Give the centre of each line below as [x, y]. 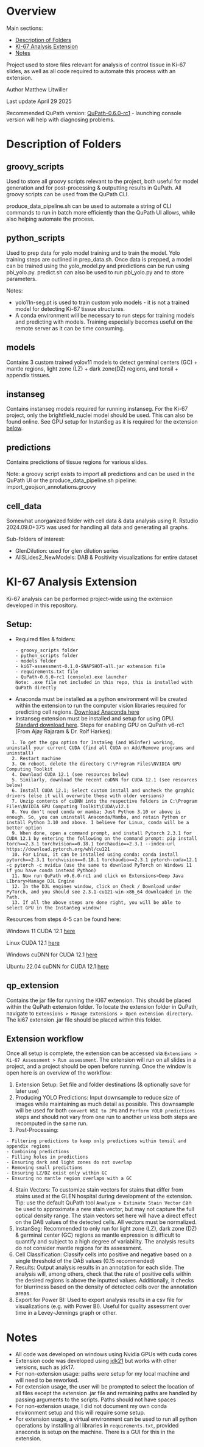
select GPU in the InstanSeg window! [54, 908]
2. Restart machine [37, 758]
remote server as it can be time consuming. [70, 328]
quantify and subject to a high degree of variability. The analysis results [105, 1242]
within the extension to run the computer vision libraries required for [100, 705]
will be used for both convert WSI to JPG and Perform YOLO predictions [105, 1111]
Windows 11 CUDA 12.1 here [41, 931]
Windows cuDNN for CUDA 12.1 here [52, 955]
